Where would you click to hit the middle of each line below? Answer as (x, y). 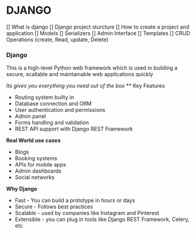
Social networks (35, 177)
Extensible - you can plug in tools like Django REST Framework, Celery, (102, 219)
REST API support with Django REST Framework (74, 129)
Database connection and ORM (53, 104)
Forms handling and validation (52, 123)
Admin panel (30, 116)
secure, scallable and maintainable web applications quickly (80, 74)
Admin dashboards (38, 171)
